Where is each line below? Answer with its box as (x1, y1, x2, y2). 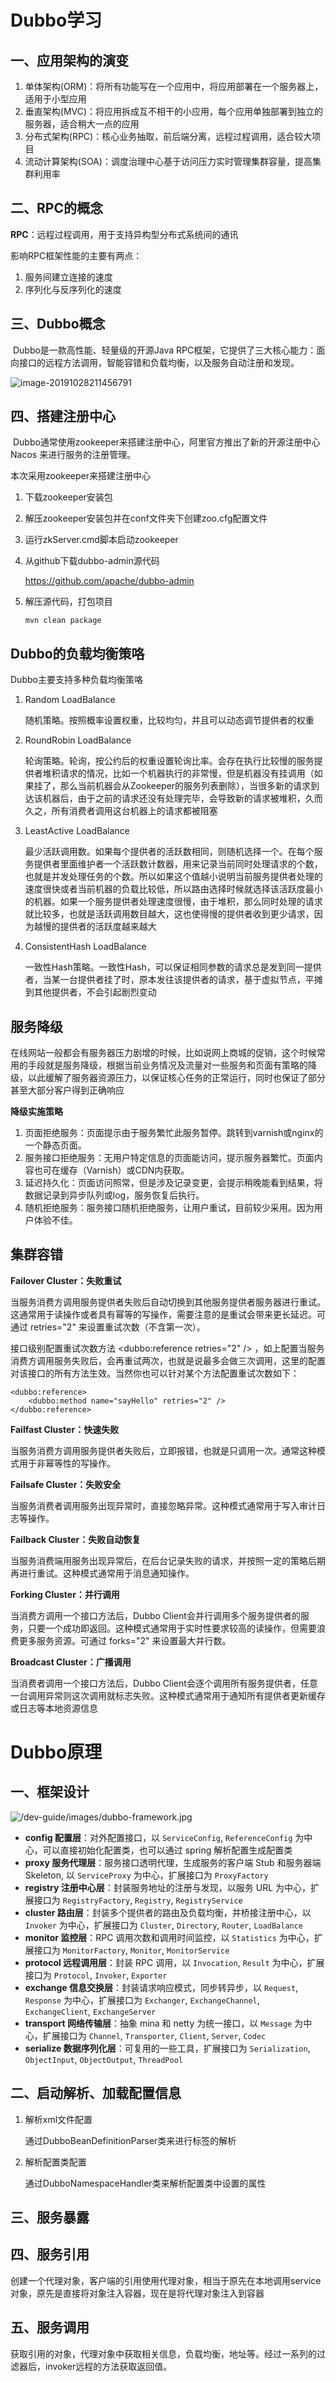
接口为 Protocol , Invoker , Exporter (24, 1969, 168, 1981)
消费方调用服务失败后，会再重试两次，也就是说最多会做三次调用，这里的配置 (10, 1354, 326, 1366)
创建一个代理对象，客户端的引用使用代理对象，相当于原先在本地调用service (10, 2274, 322, 2286)
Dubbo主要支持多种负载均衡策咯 (10, 674, 143, 686)
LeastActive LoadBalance (24, 825, 130, 837)
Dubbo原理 (10, 1741, 103, 1764)
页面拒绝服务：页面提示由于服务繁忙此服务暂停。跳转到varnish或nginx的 (24, 1127, 324, 1139)
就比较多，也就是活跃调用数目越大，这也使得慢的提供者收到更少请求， (24, 908, 315, 920)
